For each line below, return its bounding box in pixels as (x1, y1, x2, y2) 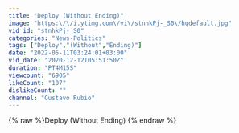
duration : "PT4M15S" (8, 64, 78, 72)
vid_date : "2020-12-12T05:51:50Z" (8, 57, 125, 65)
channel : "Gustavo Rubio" (8, 94, 95, 102)
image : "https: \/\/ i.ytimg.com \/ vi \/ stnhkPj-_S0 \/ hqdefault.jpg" (8, 19, 232, 27)
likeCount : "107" (8, 79, 67, 87)
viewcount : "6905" (8, 71, 70, 79)
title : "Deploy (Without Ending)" (8, 11, 125, 20)
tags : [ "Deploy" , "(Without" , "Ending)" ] (8, 42, 142, 50)
